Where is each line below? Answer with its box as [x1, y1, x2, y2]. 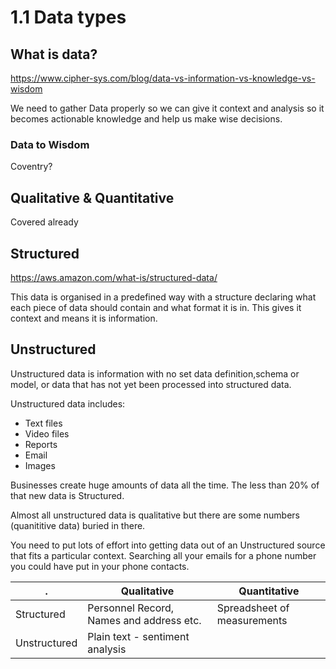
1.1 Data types [10, 6, 127, 29]
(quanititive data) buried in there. [10, 519, 146, 531]
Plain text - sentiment [87, 629, 190, 643]
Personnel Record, [87, 601, 175, 615]
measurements [216, 613, 288, 627]
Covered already [10, 216, 79, 228]
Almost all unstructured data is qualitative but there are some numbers [10, 509, 300, 521]
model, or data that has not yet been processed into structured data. [10, 378, 292, 390]
